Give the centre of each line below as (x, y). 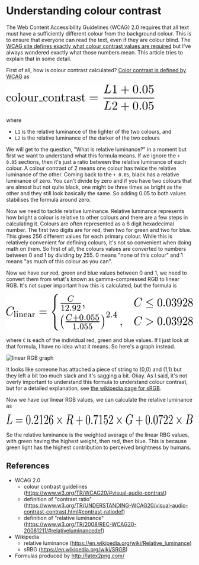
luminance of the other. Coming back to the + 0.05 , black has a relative (93, 174)
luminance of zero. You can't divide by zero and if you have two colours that (99, 180)
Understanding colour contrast (84, 11)
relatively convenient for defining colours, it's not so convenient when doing (99, 242)
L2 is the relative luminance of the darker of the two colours (87, 138)
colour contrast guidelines (55, 486)
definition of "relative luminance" (64, 518)
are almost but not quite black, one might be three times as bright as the (94, 187)
